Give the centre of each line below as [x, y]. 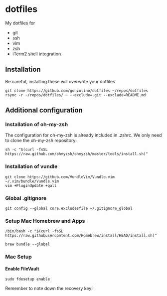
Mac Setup [19, 257]
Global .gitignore [26, 198]
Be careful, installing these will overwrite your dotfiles [60, 81]
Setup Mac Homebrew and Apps [45, 221]
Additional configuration [44, 110]
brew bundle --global [28, 244]
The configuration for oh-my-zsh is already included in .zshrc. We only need [83, 135]
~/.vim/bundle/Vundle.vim [32, 181]
